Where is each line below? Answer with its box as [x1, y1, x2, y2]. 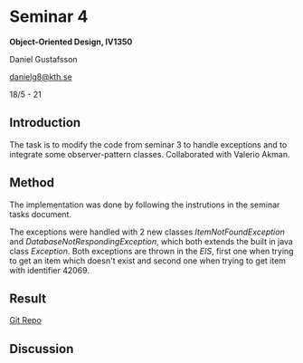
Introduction [9, 115, 81, 130]
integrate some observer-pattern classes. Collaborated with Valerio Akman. [9, 148, 290, 159]
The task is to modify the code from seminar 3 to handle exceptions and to [9, 139, 288, 150]
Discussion [9, 341, 74, 357]
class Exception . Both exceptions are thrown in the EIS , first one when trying [9, 245, 294, 256]
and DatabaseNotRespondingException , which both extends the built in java [9, 235, 294, 246]
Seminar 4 [9, 6, 89, 27]
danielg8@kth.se [9, 71, 72, 82]
